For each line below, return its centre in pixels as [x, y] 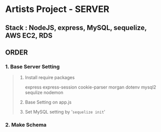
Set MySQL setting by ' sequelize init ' [65, 112]
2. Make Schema [26, 125]
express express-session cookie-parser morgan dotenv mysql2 [91, 87]
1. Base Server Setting [33, 66]
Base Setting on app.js [48, 102]
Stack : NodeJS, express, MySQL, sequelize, [76, 28]
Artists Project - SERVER [57, 9]
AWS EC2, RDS [29, 35]
